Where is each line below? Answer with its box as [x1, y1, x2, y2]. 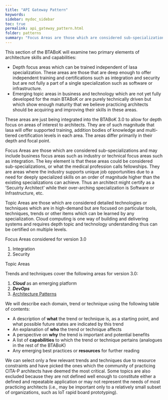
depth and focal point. [5, 137, 51, 143]
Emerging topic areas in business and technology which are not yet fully [12, 91, 161, 97]
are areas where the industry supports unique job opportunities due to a [5, 168, 153, 174]
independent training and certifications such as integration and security [12, 75, 160, 81]
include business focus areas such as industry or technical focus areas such [5, 152, 163, 158]
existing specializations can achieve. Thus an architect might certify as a [5, 179, 155, 185]
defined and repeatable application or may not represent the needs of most [5, 378, 160, 384]
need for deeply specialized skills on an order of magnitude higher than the [5, 174, 160, 180]
